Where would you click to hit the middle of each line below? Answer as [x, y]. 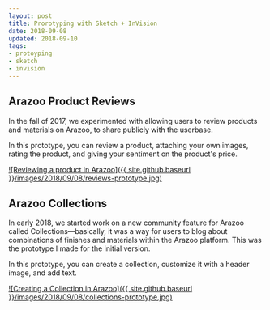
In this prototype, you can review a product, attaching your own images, [129, 145]
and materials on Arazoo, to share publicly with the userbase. [111, 130]
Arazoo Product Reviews [72, 102]
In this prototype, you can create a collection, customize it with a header [129, 265]
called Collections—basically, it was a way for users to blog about [118, 231]
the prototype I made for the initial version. [79, 248]
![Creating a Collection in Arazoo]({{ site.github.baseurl [101, 289]
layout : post [30, 16]
